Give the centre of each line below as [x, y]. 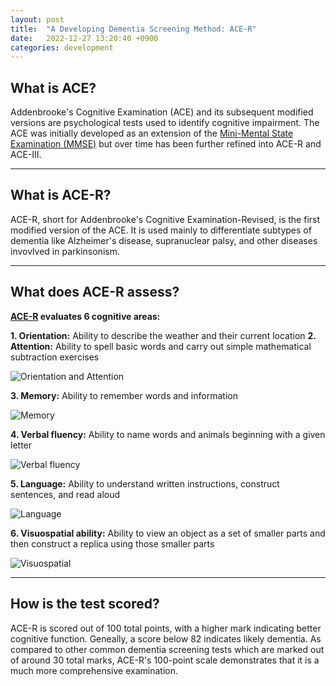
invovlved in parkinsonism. [65, 251]
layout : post [37, 19]
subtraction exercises [55, 357]
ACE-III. [26, 155]
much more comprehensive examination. [94, 670]
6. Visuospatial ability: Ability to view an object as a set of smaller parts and [168, 533]
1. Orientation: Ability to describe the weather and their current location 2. [163, 335]
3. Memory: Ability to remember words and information [124, 395]
